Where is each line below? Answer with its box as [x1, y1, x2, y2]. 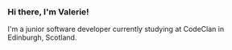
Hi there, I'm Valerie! [7, 6, 89, 17]
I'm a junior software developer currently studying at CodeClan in [7, 25, 225, 34]
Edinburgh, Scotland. [7, 33, 77, 42]
